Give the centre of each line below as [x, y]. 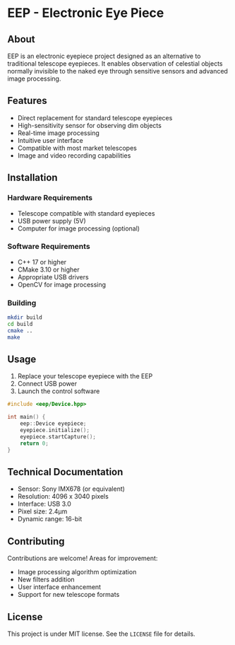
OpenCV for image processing [62, 284]
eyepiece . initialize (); [55, 430]
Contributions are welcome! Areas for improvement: [83, 558]
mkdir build [25, 318]
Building [22, 303]
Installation [32, 178]
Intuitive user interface [50, 140]
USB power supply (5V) [52, 221]
